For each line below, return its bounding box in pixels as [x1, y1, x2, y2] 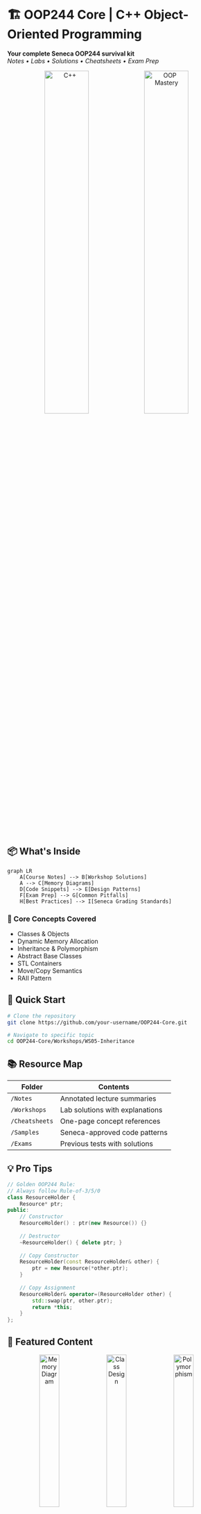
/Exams [10, 1140, 33, 1148]
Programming [61, 26, 142, 42]
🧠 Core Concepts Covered [7, 914, 96, 924]
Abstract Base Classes [17, 952, 82, 960]
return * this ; [32, 1304, 73, 1311]
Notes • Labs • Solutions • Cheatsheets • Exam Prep [7, 56, 159, 65]
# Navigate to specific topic [7, 1031, 95, 1038]
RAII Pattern [17, 974, 52, 983]
